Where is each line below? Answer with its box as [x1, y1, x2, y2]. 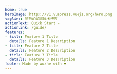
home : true [5, 7, 27, 12]
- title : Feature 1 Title [5, 35, 58, 39]
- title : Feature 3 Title [5, 52, 58, 57]
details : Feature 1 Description [9, 39, 76, 44]
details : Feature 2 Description [9, 48, 76, 53]
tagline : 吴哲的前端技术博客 [5, 16, 58, 21]
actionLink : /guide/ [5, 25, 47, 30]
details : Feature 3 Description [9, 57, 76, 62]
